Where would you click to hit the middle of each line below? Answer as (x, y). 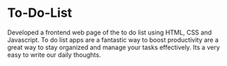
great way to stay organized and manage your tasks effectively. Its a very (114, 47)
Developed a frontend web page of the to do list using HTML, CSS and (110, 32)
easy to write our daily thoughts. (54, 55)
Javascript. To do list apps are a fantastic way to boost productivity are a (113, 39)
